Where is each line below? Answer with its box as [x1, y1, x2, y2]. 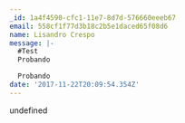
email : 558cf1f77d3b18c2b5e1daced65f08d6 [9, 22, 169, 31]
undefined [9, 105, 48, 116]
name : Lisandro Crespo [9, 30, 95, 39]
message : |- [9, 38, 54, 48]
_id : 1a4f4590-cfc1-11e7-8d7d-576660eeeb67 [9, 13, 177, 23]
